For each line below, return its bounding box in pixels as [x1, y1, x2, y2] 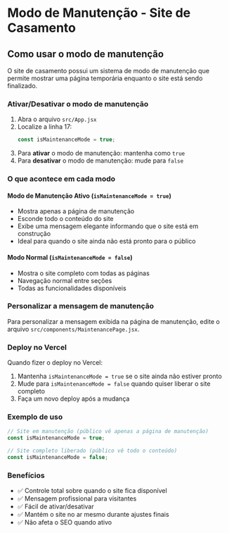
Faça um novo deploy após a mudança [17, 394, 130, 403]
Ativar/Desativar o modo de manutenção [7, 99, 149, 108]
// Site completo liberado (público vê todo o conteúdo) [7, 447, 178, 455]
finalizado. [7, 82, 38, 89]
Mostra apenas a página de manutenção [17, 207, 135, 215]
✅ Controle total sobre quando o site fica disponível [17, 487, 167, 495]
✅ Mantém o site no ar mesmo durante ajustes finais [17, 510, 170, 519]
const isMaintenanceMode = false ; [7, 454, 109, 461]
